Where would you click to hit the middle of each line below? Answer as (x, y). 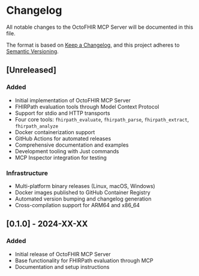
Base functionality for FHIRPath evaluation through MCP (84, 260)
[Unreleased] (31, 70)
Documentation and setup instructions (62, 266)
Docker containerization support (55, 132)
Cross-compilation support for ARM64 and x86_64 (77, 205)
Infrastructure (27, 173)
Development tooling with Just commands (67, 151)
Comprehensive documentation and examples (72, 145)
